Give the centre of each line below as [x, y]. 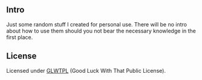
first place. [20, 37]
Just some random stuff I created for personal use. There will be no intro [97, 24]
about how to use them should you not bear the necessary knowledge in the [101, 31]
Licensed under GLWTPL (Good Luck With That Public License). [86, 70]
